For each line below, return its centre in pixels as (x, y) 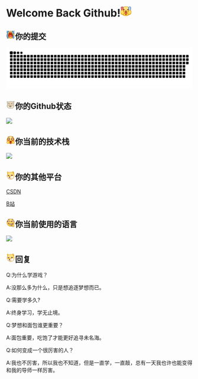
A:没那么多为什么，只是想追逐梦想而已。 (55, 287)
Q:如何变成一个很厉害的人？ (40, 350)
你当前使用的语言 (46, 224)
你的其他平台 (38, 177)
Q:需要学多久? (23, 300)
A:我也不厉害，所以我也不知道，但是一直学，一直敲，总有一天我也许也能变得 (99, 362)
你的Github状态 (43, 107)
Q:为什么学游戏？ (27, 275)
